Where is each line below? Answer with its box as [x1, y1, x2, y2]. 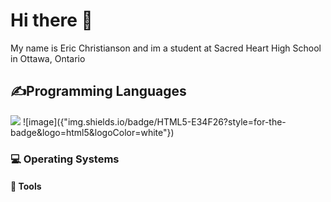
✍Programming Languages [10, 83, 187, 100]
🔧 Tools [10, 180, 42, 193]
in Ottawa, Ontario [10, 52, 86, 64]
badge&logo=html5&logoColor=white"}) [10, 126, 175, 138]
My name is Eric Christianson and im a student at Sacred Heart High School [10, 42, 322, 54]
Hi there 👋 [10, 9, 93, 32]
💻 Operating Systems [10, 152, 120, 166]
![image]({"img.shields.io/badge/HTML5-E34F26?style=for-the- [22, 115, 287, 128]
